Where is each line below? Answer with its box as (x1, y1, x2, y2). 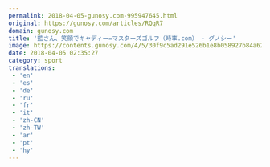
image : (8, 42, 31, 50)
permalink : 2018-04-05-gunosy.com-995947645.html (8, 11, 178, 20)
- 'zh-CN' (11, 116, 45, 124)
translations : (8, 64, 56, 72)
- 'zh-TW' (11, 124, 45, 132)
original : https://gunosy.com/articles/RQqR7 (8, 19, 163, 27)
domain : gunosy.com (8, 26, 74, 35)
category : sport (8, 57, 63, 65)
